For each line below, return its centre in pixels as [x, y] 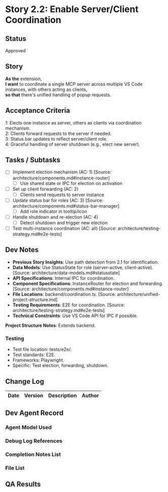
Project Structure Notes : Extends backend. [50, 325]
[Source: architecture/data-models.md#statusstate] [66, 273]
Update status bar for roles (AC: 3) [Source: [58, 200]
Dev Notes [22, 250]
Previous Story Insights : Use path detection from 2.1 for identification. [86, 262]
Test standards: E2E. [34, 355]
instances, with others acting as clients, [46, 89]
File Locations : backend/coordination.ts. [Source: [64, 294]
